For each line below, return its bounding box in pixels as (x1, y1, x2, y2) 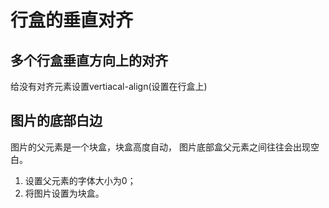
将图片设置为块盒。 (24, 187, 105, 199)
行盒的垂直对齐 (10, 9, 134, 32)
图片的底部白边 (10, 112, 103, 130)
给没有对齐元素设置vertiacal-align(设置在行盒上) (10, 81, 208, 92)
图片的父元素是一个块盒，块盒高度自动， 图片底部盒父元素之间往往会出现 (10, 141, 311, 153)
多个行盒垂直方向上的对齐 (10, 52, 168, 69)
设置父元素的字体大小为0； (24, 174, 137, 186)
